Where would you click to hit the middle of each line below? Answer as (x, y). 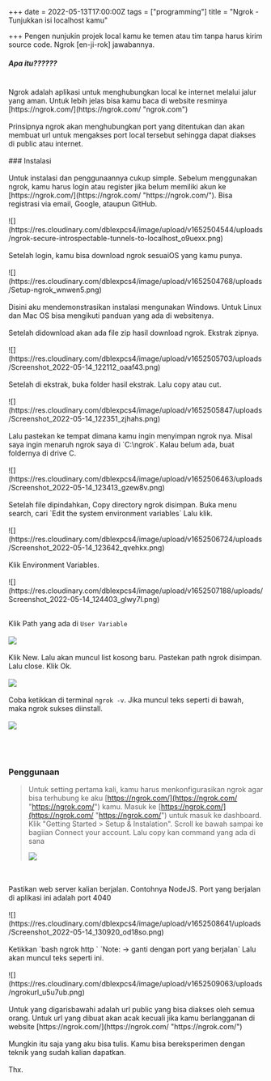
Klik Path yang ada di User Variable (68, 623)
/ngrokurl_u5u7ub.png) (47, 992)
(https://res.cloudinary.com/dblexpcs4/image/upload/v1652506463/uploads (135, 479)
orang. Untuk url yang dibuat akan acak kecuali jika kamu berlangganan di (132, 1018)
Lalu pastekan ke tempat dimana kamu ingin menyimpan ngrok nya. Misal (131, 435)
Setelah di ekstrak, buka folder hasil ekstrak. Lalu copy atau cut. (115, 384)
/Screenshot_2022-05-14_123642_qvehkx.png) (87, 547)
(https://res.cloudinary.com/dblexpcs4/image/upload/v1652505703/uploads (135, 358)
